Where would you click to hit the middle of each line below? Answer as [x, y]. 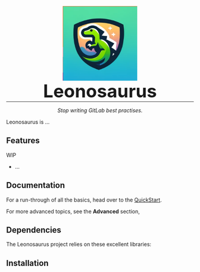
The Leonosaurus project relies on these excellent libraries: [79, 245]
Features [23, 140]
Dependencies [34, 230]
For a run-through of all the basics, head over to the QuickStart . [84, 200]
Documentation [36, 185]
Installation [27, 263]
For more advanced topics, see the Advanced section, [73, 211]
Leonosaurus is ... [28, 122]
